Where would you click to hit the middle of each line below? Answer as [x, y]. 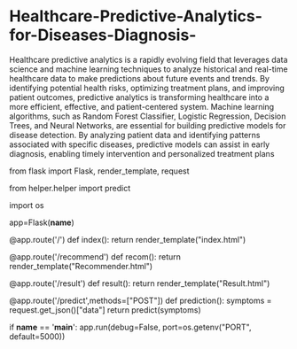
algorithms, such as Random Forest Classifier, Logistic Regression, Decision [148, 116]
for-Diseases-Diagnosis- [103, 35]
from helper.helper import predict [70, 188]
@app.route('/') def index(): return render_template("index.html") [128, 239]
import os [27, 205]
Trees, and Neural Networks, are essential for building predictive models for [148, 125]
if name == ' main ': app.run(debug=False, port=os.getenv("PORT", [130, 327]
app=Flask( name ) [42, 222]
